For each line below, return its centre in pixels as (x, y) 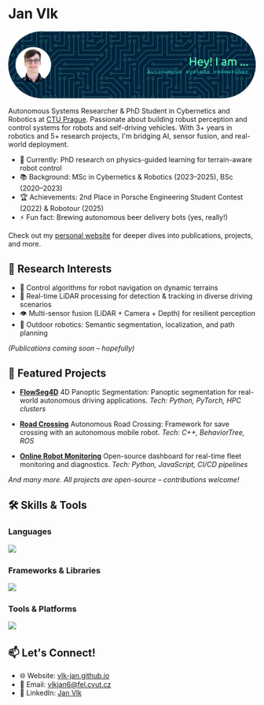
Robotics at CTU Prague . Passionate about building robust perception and (128, 120)
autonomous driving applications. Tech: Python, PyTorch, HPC (141, 401)
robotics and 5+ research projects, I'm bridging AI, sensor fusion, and (121, 136)
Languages (30, 532)
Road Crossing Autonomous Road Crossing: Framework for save (125, 424)
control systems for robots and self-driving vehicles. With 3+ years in (120, 128)
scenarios (36, 305)
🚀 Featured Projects (57, 373)
